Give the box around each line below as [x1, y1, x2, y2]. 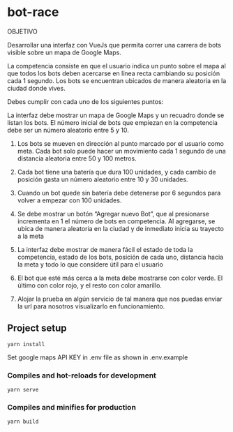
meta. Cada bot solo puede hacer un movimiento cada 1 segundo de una [17, 147, 227, 155]
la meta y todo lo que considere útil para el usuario [17, 260, 164, 269]
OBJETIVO [7, 27, 38, 36]
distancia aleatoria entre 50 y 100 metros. [17, 154, 137, 163]
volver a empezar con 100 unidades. [17, 196, 122, 204]
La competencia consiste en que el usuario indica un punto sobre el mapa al [7, 61, 227, 70]
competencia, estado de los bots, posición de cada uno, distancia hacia [17, 253, 224, 261]
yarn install [7, 341, 45, 348]
